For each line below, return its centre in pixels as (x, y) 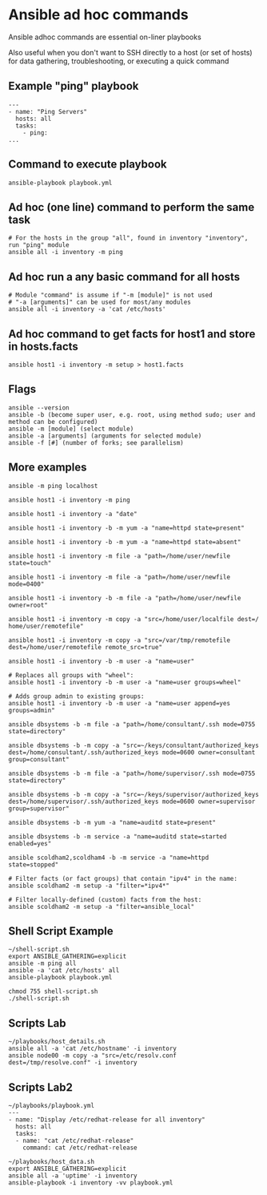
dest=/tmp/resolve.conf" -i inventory (73, 1063)
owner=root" (28, 605)
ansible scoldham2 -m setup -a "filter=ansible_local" (102, 906)
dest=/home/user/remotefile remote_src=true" (85, 647)
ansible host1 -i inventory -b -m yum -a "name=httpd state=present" (127, 528)
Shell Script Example (61, 931)
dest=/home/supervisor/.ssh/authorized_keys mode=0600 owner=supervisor (132, 801)
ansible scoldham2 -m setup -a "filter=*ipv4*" (89, 886)
